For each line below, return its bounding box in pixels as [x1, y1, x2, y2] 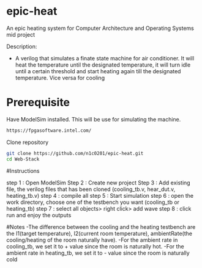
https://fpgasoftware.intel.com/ [6, 127, 92, 134]
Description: [6, 43, 37, 50]
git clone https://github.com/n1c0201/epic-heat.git [6, 150, 144, 156]
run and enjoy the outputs [6, 211, 72, 219]
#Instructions [6, 167, 40, 175]
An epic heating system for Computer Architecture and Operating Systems [6, 24, 194, 32]
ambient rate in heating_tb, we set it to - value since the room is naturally [6, 249, 190, 256]
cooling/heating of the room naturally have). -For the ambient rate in [6, 236, 178, 244]
